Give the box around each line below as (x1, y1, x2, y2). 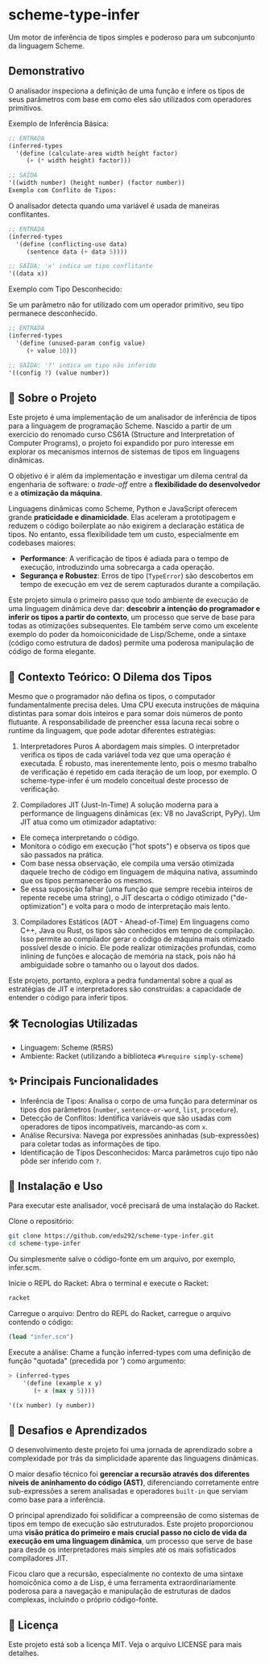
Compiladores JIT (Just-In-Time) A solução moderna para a (19, 800, 219, 809)
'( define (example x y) (23, 1379, 103, 1387)
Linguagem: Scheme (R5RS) (19, 1042, 114, 1052)
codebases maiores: (8, 539, 77, 548)
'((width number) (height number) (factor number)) (8, 179, 185, 187)
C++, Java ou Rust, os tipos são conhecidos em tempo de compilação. (19, 926, 255, 935)
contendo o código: (8, 1318, 74, 1327)
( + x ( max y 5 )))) (33, 1386, 95, 1394)
